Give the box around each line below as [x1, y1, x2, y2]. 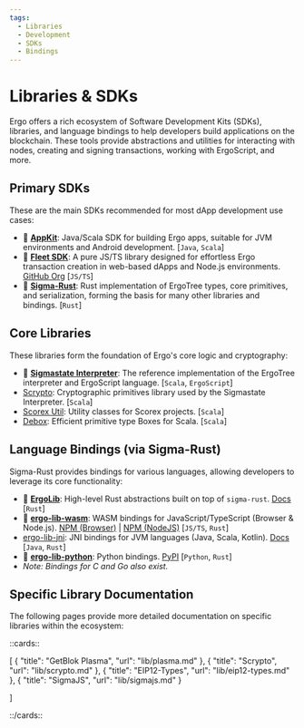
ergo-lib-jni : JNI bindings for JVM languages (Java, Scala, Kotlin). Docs [22, 531, 290, 542]
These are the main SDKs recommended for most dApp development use [9, 205, 284, 216]
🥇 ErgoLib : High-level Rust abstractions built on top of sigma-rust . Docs [22, 493, 292, 504]
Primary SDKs [9, 180, 91, 196]
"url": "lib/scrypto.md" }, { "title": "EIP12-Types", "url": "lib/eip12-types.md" [9, 665, 290, 676]
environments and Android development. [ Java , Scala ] [22, 241, 225, 252]
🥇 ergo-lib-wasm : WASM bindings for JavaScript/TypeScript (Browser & [22, 512, 294, 523]
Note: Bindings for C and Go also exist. [22, 560, 169, 571]
